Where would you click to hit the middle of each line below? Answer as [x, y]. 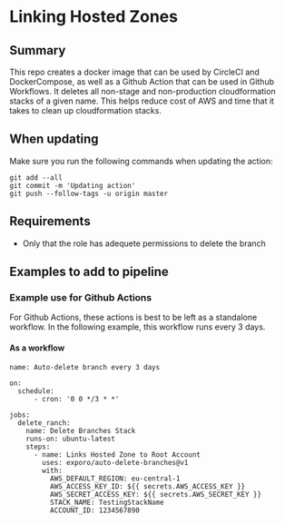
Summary [38, 50]
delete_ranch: [44, 423]
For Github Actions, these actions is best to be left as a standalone [133, 317]
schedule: [36, 391]
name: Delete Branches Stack [81, 430]
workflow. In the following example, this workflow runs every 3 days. [138, 327]
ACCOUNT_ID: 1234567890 [95, 510]
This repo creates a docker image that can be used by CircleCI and [135, 72]
